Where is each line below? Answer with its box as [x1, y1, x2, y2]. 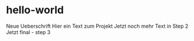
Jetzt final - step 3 [6, 28, 51, 35]
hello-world [6, 3, 64, 17]
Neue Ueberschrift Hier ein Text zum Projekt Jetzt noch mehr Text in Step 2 [6, 23, 189, 29]
